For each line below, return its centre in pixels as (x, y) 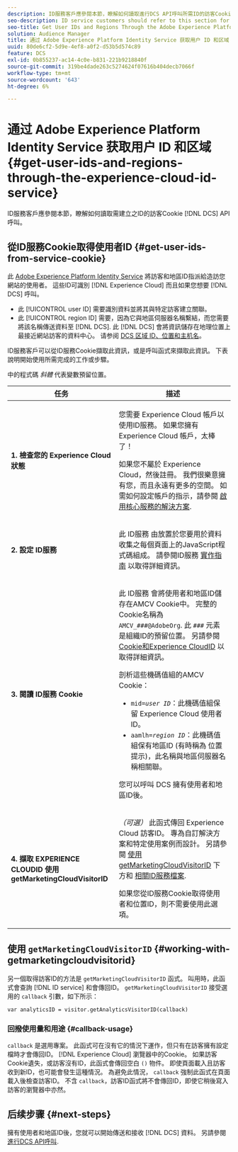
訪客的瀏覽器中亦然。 (38, 1090)
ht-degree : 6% (28, 86)
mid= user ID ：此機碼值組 (172, 703)
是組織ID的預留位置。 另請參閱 (169, 636)
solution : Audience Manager (49, 34)
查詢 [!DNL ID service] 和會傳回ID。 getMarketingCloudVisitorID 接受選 (124, 987)
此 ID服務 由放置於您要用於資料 (170, 534)
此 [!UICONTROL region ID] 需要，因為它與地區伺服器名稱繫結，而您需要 (123, 318)
